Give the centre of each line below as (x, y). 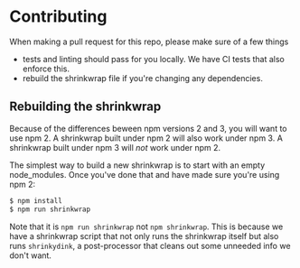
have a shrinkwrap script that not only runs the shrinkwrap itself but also (144, 236)
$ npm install (36, 200)
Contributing (58, 17)
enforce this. (46, 69)
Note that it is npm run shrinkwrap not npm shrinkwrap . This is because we (146, 226)
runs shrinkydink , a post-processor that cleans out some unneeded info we (150, 245)
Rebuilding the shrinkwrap (85, 107)
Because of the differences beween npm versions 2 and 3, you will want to (148, 128)
